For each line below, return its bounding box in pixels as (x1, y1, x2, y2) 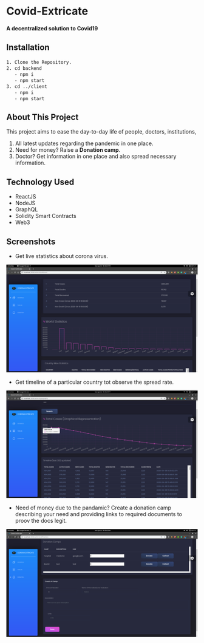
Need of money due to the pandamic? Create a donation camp (15, 504, 172, 511)
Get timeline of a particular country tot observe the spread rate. (15, 378, 174, 386)
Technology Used (6, 177, 75, 187)
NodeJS (15, 199, 36, 207)
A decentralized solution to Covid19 (6, 24, 98, 32)
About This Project (6, 112, 79, 122)
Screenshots (6, 236, 56, 247)
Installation (6, 43, 50, 53)
